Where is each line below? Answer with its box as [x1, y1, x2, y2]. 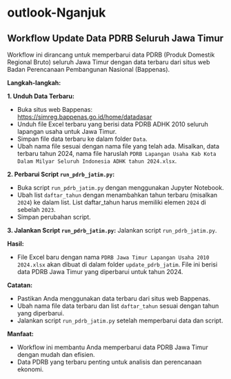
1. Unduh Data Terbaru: [7, 92, 74, 100]
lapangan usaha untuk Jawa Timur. [17, 128, 117, 135]
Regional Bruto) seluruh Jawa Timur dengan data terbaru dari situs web [7, 58, 210, 66]
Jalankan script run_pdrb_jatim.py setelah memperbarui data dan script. [17, 316, 223, 324]
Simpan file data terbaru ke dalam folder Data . [17, 135, 148, 143]
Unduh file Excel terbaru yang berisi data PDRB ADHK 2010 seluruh [17, 120, 209, 128]
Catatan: [7, 281, 33, 289]
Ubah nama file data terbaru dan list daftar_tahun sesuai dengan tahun [17, 302, 219, 310]
